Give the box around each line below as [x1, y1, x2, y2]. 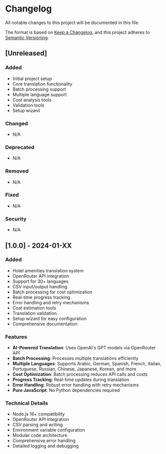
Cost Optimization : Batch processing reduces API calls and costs [12, 371, 148, 377]
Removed [5, 168, 29, 175]
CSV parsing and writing [12, 421, 63, 428]
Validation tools [12, 102, 44, 108]
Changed [5, 120, 28, 127]
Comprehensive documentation [12, 321, 77, 327]
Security [5, 215, 26, 222]
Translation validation [12, 310, 57, 316]
